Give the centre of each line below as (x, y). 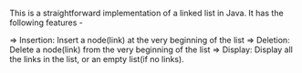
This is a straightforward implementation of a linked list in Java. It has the (147, 13)
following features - (47, 23)
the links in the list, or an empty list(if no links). (97, 59)
